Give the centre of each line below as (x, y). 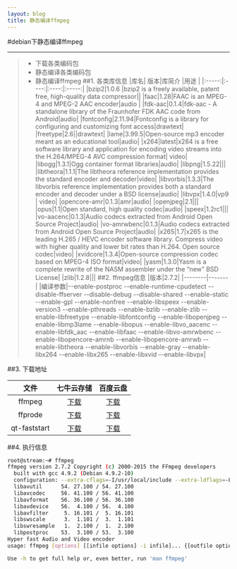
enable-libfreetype (62, 317)
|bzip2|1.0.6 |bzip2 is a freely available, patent (153, 88)
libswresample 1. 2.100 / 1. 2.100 (74, 526)
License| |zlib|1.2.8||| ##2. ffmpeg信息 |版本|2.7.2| (108, 277)
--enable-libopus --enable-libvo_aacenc (151, 324)
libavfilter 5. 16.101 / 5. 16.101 (74, 513)
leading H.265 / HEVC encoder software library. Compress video (129, 239)
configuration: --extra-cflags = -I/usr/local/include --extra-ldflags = (120, 480)
